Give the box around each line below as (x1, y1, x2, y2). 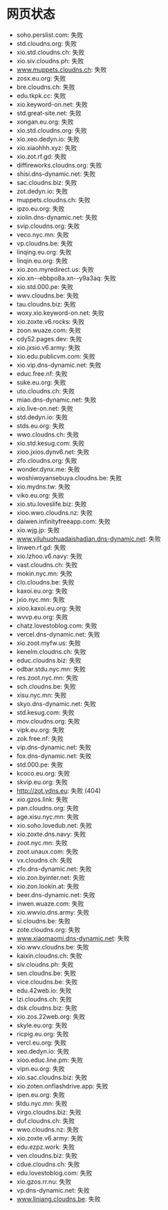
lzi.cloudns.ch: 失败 (16, 995, 72, 1003)
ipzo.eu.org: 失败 (16, 204, 65, 213)
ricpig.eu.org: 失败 (16, 1029, 69, 1038)
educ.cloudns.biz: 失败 (16, 656, 82, 664)
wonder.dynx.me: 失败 (16, 465, 80, 473)
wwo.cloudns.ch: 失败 (16, 430, 80, 439)
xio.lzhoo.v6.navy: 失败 (16, 552, 83, 560)
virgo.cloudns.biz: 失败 (16, 1108, 82, 1116)
